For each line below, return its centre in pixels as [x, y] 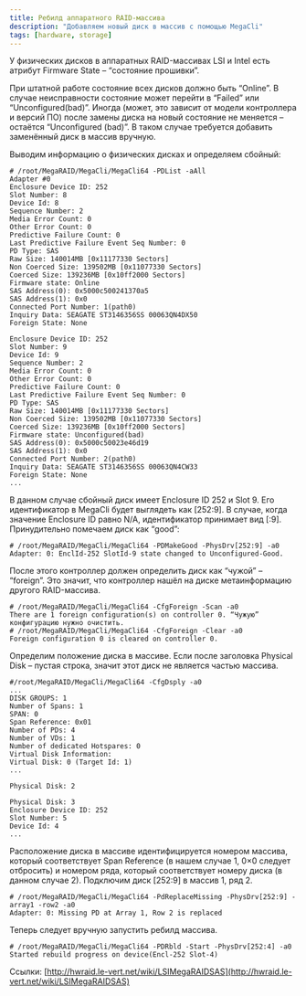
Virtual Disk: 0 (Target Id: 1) [71, 763]
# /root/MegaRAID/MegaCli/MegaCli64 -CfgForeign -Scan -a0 [124, 607]
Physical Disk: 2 [42, 787]
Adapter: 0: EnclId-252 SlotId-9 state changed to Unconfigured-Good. [147, 554]
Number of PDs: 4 [42, 731]
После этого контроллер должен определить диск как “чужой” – [136, 571]
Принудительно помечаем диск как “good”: [95, 529]
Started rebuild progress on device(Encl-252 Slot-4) [114, 955]
